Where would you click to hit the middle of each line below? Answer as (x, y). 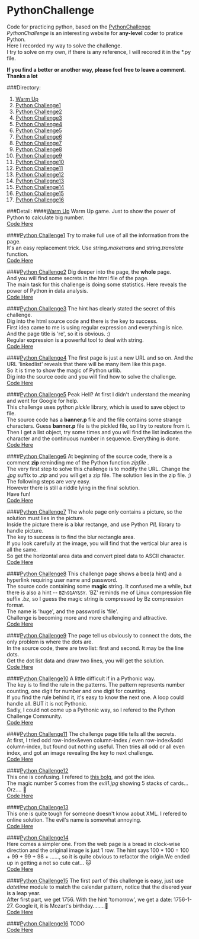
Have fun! (19, 494)
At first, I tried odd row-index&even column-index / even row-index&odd (95, 740)
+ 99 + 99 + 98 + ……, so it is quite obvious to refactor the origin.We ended (98, 856)
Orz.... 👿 (17, 789)
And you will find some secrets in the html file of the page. (78, 278)
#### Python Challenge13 (38, 807)
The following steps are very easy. (49, 481)
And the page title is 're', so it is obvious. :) (59, 334)
